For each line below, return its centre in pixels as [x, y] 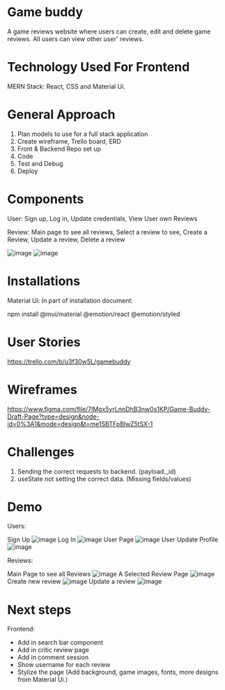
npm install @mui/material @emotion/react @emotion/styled [94, 314]
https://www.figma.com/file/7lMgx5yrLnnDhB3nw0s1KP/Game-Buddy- [109, 409]
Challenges [41, 452]
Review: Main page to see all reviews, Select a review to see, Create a [107, 232]
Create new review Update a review [71, 582]
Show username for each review [64, 665]
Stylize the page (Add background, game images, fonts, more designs [118, 672]
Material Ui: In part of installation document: [70, 300]
